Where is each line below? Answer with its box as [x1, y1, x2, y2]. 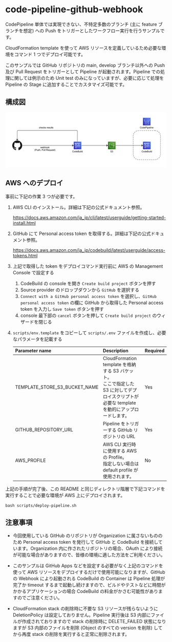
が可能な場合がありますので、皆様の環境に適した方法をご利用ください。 [12, 552, 165, 558]
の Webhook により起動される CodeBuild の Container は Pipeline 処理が [12, 575, 165, 582]
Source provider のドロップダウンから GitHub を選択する [20, 287, 140, 293]
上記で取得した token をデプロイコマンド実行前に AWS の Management [12, 263, 163, 269]
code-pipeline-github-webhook [5, 4, 143, 15]
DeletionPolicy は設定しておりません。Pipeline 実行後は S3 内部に [12, 612, 151, 618]
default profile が [103, 467, 138, 473]
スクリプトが [112, 393, 139, 399]
